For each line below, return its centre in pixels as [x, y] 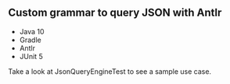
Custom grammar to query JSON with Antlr [115, 13]
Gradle [30, 40]
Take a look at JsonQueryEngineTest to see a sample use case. [110, 71]
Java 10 [32, 31]
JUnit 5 [31, 56]
